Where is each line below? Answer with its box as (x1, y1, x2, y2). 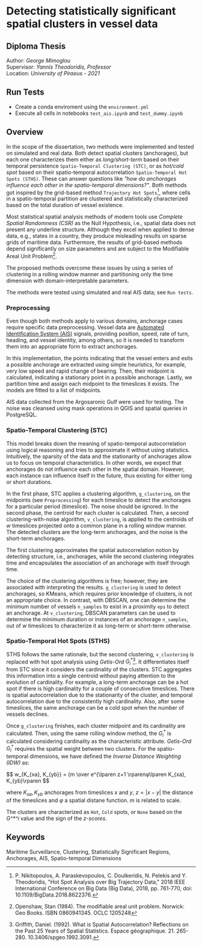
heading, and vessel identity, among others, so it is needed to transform (6, 337, 185, 344)
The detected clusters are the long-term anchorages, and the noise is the (6, 528, 188, 535)
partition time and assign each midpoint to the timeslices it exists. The (6, 380, 179, 388)
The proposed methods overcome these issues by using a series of (6, 264, 173, 272)
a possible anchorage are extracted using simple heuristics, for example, (6, 361, 186, 368)
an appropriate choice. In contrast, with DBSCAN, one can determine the (6, 596, 186, 603)
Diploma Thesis (6, 41, 66, 51)
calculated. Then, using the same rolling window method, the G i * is (6, 728, 171, 738)
